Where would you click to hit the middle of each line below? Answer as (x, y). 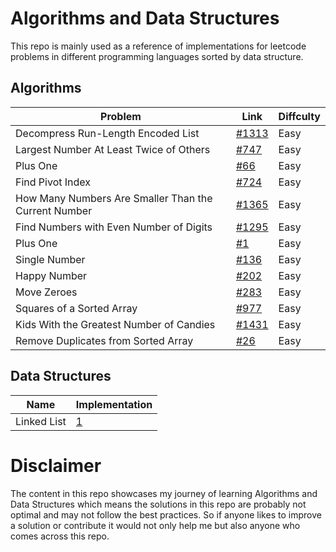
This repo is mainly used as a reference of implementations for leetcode (158, 46)
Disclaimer (56, 465)
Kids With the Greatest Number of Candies (115, 324)
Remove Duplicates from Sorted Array (104, 340)
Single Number (50, 259)
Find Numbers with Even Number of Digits (114, 227)
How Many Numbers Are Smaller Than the (114, 198)
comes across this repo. (60, 536)
